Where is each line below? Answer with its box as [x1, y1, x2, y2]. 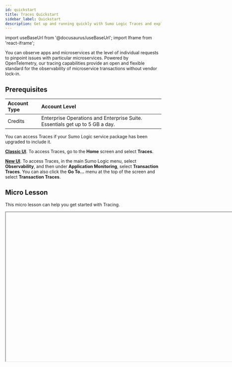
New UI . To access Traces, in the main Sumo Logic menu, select [5, 158, 137, 164]
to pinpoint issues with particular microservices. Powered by [5, 55, 129, 61]
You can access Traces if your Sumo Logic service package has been [5, 134, 148, 140]
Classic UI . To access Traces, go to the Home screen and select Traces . [5, 149, 154, 155]
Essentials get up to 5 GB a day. [41, 121, 116, 128]
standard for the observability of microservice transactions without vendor [5, 66, 157, 72]
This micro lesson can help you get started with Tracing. [5, 201, 120, 207]
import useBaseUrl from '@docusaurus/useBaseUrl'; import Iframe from [5, 35, 152, 41]
